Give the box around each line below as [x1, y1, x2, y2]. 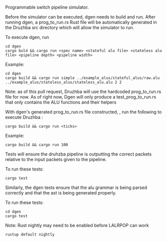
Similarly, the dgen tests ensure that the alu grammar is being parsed [5, 184, 147, 190]
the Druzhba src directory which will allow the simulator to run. [5, 24, 134, 30]
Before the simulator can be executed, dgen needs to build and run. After [5, 14, 156, 19]
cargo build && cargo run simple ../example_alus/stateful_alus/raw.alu [5, 75, 160, 80]
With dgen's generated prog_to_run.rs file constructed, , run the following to [5, 109, 162, 114]
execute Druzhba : [5, 114, 43, 120]
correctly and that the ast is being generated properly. [5, 190, 116, 195]
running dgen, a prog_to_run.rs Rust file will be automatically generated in [5, 19, 157, 25]
